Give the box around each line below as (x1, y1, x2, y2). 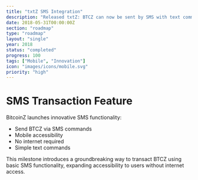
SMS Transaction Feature (6, 94, 133, 108)
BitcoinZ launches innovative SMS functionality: (6, 114, 122, 121)
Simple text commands (14, 144, 71, 151)
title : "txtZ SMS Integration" (6, 8, 83, 15)
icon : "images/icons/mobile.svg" (6, 63, 88, 70)
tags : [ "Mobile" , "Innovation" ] (6, 58, 85, 64)
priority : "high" (6, 69, 49, 75)
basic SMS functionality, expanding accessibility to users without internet (6, 162, 184, 169)
